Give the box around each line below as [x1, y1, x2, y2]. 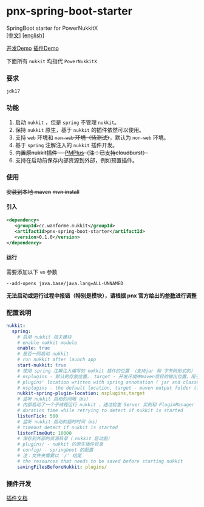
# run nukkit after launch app [17, 357, 97, 363]
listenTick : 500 [17, 413, 59, 419]
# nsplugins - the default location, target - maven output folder [17, 385, 191, 391]
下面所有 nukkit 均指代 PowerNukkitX [6, 57, 97, 64]
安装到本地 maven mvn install [6, 188, 80, 195]
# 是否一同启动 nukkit [17, 351, 69, 357]
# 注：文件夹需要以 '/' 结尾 [17, 453, 82, 459]
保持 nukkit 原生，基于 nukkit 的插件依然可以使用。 [15, 126, 144, 133]
